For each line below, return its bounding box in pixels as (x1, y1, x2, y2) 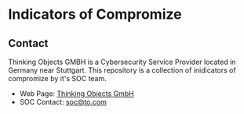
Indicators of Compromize (8, 5, 182, 23)
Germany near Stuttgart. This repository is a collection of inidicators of (8, 66, 237, 75)
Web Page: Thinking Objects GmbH (19, 89, 135, 98)
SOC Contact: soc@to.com (19, 98, 107, 106)
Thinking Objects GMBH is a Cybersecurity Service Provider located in (8, 57, 236, 66)
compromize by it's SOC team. (8, 74, 107, 83)
